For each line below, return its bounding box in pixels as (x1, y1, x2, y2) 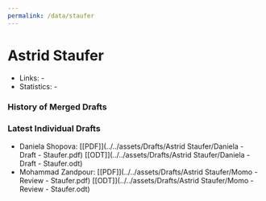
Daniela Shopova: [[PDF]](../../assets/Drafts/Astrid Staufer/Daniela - (19, 142, 244, 151)
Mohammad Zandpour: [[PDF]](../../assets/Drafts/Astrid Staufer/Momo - (19, 166, 259, 177)
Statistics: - (19, 81, 58, 91)
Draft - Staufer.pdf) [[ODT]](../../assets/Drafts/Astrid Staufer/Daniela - (19, 150, 251, 159)
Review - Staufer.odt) (19, 184, 90, 194)
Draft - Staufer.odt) (19, 158, 83, 168)
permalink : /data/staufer (7, 11, 94, 20)
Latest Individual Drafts (7, 123, 102, 134)
